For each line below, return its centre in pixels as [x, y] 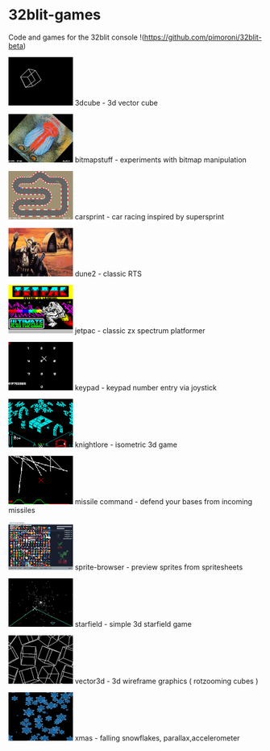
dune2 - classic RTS [108, 273]
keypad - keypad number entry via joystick [146, 387]
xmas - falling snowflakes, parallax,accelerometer [157, 738]
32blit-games [55, 15]
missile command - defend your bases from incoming [163, 501]
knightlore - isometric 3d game [126, 444]
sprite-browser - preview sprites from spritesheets [159, 567]
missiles [22, 510]
